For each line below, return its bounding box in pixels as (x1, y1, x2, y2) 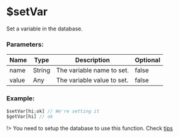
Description (75, 56, 110, 64)
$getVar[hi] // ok (6, 114, 53, 120)
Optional (134, 56, 161, 64)
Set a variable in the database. (6, 25, 83, 32)
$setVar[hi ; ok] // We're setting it (6, 108, 100, 114)
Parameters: (6, 40, 44, 49)
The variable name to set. (56, 66, 130, 75)
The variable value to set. (56, 76, 129, 85)
